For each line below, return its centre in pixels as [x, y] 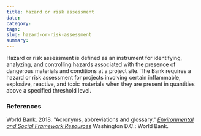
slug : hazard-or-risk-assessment [49, 35]
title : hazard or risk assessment [51, 12]
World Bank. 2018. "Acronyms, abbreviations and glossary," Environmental [100, 119]
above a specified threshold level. [49, 90]
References [24, 106]
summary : [17, 40]
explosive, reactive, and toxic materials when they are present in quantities [100, 84]
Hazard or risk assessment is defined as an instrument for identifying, [94, 58]
